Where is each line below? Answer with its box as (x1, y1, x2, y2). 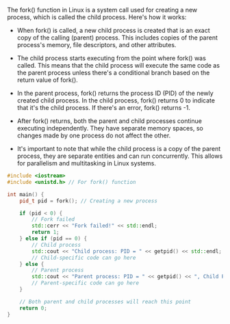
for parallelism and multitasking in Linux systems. (16, 159, 156, 167)
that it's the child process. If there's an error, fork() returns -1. (16, 104, 190, 111)
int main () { (7, 191, 44, 198)
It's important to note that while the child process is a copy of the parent (16, 145, 221, 152)
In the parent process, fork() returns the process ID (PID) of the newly (16, 89, 214, 97)
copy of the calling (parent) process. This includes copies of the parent (16, 33, 218, 42)
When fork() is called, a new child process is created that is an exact (16, 27, 210, 34)
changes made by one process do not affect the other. (16, 131, 171, 139)
